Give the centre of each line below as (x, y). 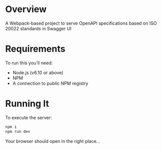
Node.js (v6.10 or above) (38, 72)
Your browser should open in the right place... (53, 141)
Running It (27, 104)
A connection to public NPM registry (50, 83)
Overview (26, 9)
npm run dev (18, 131)
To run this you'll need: (29, 63)
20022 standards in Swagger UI (38, 28)
